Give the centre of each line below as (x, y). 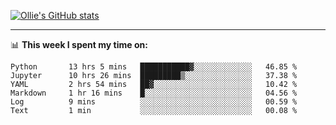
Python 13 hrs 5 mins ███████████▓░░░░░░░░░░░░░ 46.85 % (154, 67)
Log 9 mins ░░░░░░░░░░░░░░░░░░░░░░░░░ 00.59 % (154, 102)
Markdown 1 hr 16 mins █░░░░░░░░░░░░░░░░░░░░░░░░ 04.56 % (154, 93)
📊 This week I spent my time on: (79, 44)
